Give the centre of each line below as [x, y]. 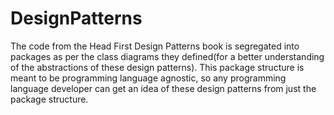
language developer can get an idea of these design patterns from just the [163, 88]
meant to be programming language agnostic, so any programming [148, 78]
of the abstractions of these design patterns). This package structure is [157, 67]
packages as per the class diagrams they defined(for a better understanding [167, 56]
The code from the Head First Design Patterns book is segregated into [155, 46]
